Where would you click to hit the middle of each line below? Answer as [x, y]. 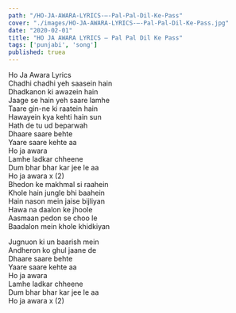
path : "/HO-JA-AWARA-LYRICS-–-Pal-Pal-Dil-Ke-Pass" [95, 15]
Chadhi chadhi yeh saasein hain [60, 83]
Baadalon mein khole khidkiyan [59, 226]
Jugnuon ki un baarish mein [54, 242]
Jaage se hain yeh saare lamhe [59, 100]
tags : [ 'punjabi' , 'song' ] [53, 45]
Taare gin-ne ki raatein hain [53, 109]
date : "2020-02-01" [41, 30]
